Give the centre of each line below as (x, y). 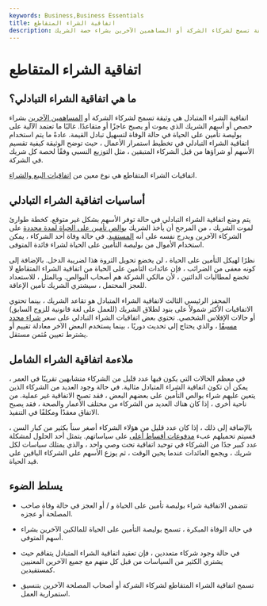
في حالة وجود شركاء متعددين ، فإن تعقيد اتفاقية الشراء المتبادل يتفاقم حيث (130, 553)
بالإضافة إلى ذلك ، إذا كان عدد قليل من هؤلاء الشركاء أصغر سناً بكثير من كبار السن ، (131, 428)
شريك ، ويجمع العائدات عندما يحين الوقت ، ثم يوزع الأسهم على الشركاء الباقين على (130, 453)
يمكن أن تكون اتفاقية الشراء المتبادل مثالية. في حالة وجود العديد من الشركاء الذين (129, 387)
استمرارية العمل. (45, 593)
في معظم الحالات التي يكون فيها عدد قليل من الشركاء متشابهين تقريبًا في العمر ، (127, 378)
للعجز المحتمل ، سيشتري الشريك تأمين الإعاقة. (78, 286)
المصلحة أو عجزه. (47, 513)
